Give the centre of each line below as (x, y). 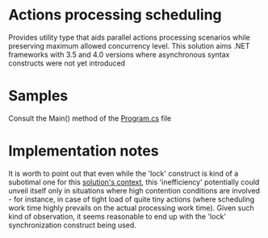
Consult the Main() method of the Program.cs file (90, 118)
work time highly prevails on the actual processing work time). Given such (131, 207)
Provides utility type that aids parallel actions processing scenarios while (129, 37)
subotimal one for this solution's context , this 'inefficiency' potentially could (134, 182)
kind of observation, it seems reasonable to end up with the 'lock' (117, 216)
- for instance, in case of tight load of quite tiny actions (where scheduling (132, 199)
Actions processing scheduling (115, 15)
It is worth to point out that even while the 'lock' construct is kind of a (124, 173)
